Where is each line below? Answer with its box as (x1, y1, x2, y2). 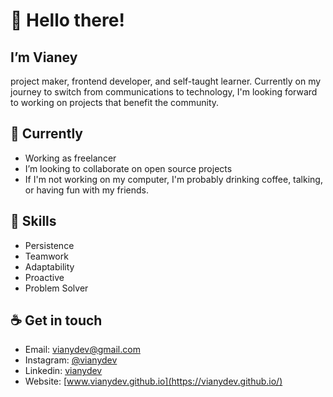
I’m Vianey (10, 49, 78, 66)
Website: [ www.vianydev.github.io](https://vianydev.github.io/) (24, 375, 283, 388)
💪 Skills (10, 213, 57, 230)
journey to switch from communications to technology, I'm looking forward (10, 86, 318, 98)
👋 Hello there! (10, 9, 125, 32)
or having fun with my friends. (24, 184, 149, 196)
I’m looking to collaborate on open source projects (24, 162, 233, 174)
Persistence (24, 239, 75, 251)
